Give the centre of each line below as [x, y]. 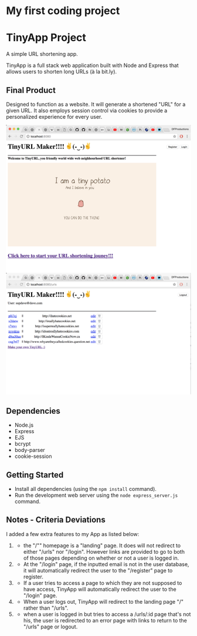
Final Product [31, 90]
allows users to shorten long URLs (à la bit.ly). [62, 72]
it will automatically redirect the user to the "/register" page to [98, 570]
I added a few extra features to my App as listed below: [73, 534]
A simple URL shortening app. [42, 54]
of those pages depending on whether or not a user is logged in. [101, 558]
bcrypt [23, 444]
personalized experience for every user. [54, 116]
